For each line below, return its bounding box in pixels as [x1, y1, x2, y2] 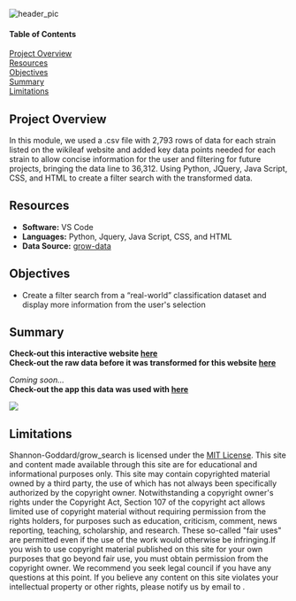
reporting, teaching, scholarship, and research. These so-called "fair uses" [9, 525, 282, 536]
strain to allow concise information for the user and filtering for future [9, 154, 262, 165]
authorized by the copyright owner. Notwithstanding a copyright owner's [9, 488, 274, 498]
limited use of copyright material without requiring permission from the [9, 506, 267, 517]
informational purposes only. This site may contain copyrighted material [9, 469, 270, 480]
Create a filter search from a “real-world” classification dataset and [21, 289, 267, 300]
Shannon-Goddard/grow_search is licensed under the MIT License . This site [9, 450, 287, 460]
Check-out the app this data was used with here [9, 384, 189, 395]
